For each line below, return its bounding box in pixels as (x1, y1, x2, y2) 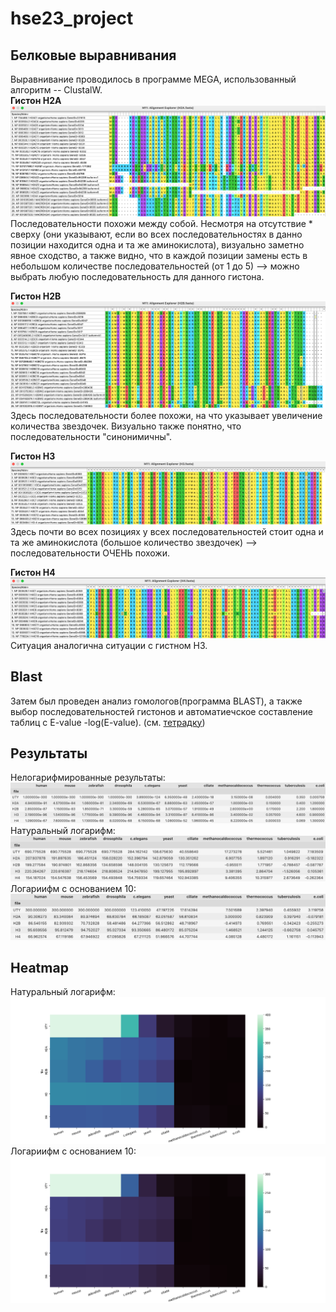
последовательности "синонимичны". (10, 431, 173, 443)
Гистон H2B (10, 290, 62, 302)
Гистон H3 (10, 450, 56, 462)
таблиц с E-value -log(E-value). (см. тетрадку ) (10, 716, 206, 728)
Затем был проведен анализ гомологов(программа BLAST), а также (10, 695, 303, 707)
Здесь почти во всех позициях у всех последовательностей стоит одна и (10, 526, 324, 538)
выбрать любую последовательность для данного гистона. (10, 270, 265, 282)
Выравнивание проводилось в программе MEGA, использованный (10, 73, 297, 85)
